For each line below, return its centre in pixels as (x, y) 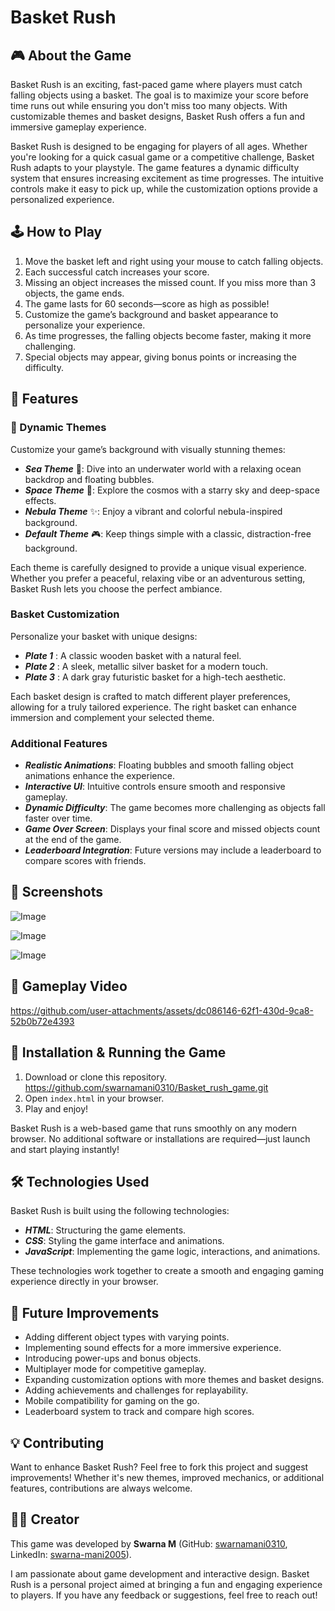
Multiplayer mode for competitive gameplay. (115, 1369)
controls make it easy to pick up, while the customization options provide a (164, 189)
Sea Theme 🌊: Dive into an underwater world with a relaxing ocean (163, 468)
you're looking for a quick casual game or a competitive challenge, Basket (162, 157)
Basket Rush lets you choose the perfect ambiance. (116, 588)
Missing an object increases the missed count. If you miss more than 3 (170, 282)
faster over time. (58, 818)
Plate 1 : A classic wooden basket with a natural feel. (133, 655)
